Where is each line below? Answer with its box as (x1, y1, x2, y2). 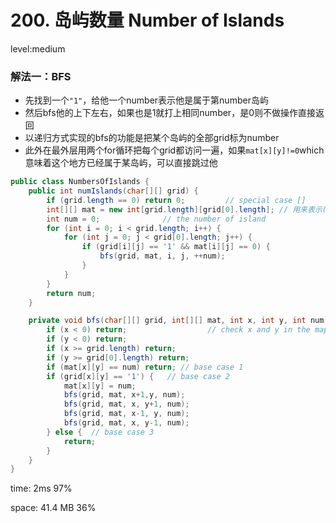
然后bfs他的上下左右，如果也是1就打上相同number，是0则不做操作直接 (24, 107, 316, 119)
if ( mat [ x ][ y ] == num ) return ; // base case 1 (46, 362, 244, 372)
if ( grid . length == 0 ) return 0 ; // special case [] (46, 195, 307, 205)
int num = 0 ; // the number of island (46, 214, 267, 224)
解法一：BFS (10, 69, 72, 83)
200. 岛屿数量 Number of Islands (10, 9, 285, 32)
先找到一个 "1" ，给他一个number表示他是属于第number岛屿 (24, 94, 269, 106)
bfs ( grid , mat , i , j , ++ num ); (99, 251, 226, 261)
